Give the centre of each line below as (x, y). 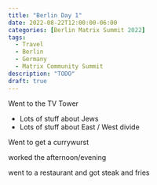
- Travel (29, 45)
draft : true (27, 81)
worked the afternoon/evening (57, 157)
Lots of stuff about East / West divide (79, 127)
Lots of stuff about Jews (59, 118)
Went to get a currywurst (48, 142)
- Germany (31, 60)
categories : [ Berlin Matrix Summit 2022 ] (77, 30)
